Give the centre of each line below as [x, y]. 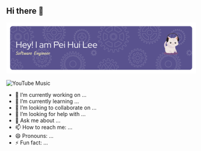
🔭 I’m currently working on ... [51, 95]
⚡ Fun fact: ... [31, 143]
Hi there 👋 [25, 11]
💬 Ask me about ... [38, 120]
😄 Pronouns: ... [34, 136]
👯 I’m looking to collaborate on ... [56, 108]
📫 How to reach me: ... [44, 128]
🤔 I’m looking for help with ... [50, 114]
